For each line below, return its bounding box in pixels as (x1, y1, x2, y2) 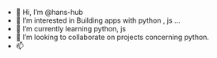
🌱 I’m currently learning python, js (15, 24, 127, 33)
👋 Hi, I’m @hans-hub (15, 8, 83, 16)
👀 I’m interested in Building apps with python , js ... (15, 16, 181, 25)
